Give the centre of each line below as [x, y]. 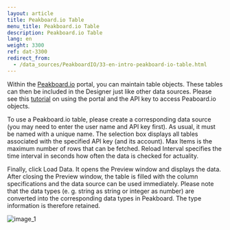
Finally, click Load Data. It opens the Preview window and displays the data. [114, 169]
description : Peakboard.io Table [55, 33]
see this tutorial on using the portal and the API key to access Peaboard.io [112, 99]
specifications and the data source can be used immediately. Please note [111, 183]
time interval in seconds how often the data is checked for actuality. [103, 156]
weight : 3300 [26, 45]
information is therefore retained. [54, 205]
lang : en [20, 39]
